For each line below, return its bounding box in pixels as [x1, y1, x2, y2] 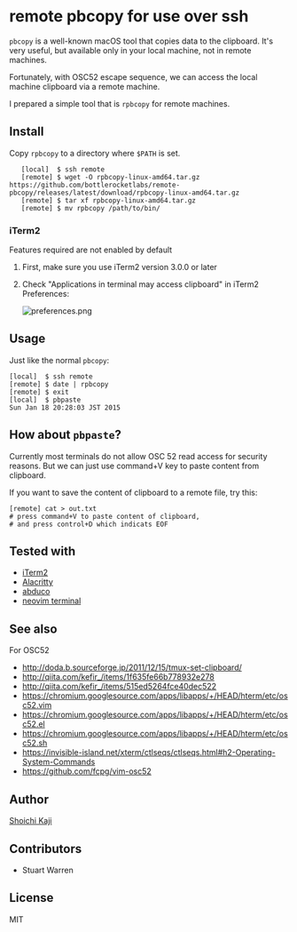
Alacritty [21, 577, 53, 587]
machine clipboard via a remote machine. [9, 81, 160, 92]
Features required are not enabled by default [9, 244, 173, 255]
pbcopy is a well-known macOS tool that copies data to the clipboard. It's [9, 36, 273, 46]
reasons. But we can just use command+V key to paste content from [9, 460, 260, 471]
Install [9, 124, 44, 139]
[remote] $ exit [9, 387, 69, 396]
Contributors [9, 841, 82, 856]
